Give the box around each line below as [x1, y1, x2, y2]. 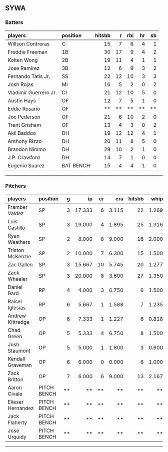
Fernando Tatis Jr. [7, 72, 50, 79]
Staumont [7, 347, 31, 354]
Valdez [7, 210, 24, 217]
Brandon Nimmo [7, 146, 46, 153]
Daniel [7, 283, 23, 290]
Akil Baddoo [7, 129, 36, 136]
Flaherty [7, 419, 27, 426]
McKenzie [7, 253, 31, 260]
